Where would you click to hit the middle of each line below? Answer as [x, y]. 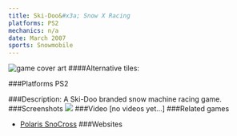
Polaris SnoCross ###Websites [71, 124]
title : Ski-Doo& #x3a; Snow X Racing [69, 16]
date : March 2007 [37, 38]
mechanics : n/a [34, 30]
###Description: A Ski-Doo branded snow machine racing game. [115, 99]
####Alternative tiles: [104, 68]
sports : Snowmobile [41, 46]
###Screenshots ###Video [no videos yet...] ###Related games [119, 109]
